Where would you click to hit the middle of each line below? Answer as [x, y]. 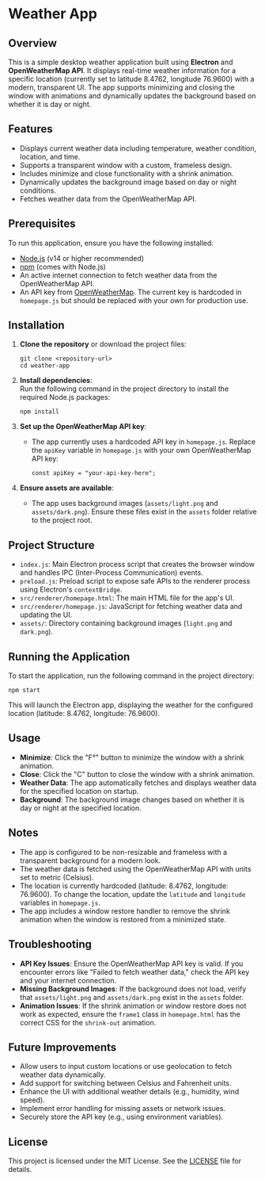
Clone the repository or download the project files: [103, 344]
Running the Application [69, 656]
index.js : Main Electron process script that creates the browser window [137, 565]
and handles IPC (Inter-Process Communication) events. [111, 573]
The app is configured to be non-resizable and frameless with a [123, 852]
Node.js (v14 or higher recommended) [82, 258]
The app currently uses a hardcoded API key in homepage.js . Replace [144, 442]
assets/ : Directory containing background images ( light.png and [126, 623]
